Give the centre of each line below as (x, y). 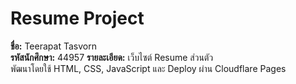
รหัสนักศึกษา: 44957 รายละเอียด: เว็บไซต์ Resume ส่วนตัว (112, 57)
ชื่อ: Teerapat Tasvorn (53, 46)
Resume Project (77, 18)
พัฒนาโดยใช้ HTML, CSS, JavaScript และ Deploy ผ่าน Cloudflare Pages (148, 68)
